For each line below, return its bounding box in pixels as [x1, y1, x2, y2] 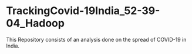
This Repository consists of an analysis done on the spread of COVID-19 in [6, 36, 187, 43]
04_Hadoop [6, 16, 65, 30]
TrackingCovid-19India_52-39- [6, 4, 160, 18]
